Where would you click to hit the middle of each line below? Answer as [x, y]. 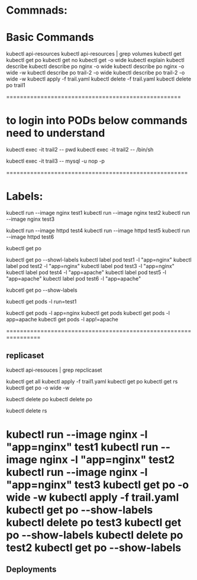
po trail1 [16, 85]
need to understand [56, 133]
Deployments [31, 570]
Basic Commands [50, 38]
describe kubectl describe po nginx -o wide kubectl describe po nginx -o [95, 66]
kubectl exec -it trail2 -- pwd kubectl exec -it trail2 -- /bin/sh [80, 150]
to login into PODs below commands [97, 120]
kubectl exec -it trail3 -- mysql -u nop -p [56, 161]
